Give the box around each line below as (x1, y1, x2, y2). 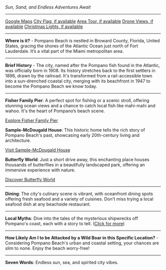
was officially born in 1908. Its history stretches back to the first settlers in (5, 67, 156, 73)
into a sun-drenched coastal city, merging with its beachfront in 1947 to (5, 78, 151, 84)
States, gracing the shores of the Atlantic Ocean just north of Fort (5, 43, 138, 49)
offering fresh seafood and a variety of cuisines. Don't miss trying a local (5, 196, 154, 202)
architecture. (5, 137, 31, 143)
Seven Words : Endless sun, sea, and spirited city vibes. (5, 260, 119, 265)
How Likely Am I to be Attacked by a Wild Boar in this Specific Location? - (5, 235, 159, 240)
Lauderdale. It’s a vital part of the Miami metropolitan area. (5, 48, 124, 54)
